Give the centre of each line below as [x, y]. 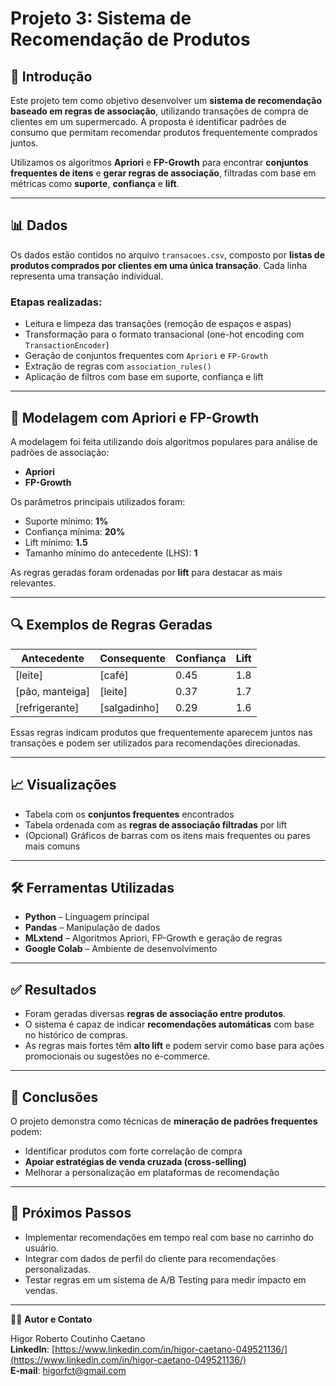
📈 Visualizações [63, 785]
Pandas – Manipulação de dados [92, 928]
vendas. [41, 1290]
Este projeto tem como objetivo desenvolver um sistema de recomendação [166, 100]
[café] [114, 675]
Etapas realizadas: [56, 302]
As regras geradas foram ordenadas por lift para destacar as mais [146, 572]
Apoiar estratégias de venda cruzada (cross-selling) [135, 1161]
